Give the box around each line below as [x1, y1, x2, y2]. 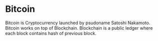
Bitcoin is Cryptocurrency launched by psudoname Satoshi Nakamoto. [5, 20, 150, 26]
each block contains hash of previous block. [5, 30, 97, 36]
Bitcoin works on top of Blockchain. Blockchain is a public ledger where [5, 25, 153, 31]
